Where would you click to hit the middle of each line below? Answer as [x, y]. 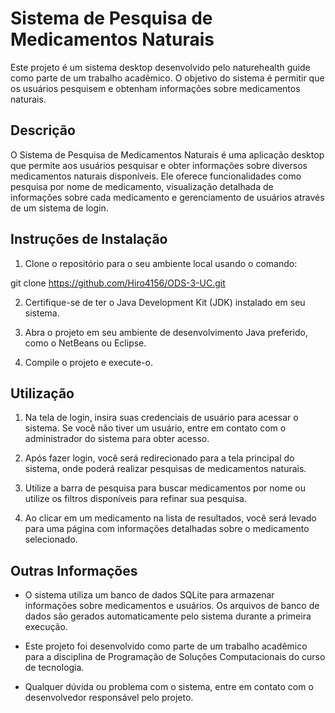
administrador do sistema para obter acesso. [117, 439]
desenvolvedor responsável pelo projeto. [109, 698]
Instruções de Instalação [89, 239]
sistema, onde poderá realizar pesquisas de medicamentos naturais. [165, 469]
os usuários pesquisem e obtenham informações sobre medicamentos [155, 88]
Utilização [42, 393]
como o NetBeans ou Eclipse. [85, 343]
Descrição [43, 130]
